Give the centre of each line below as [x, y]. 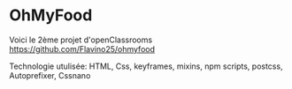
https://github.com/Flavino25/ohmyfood [82, 48]
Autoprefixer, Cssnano [50, 75]
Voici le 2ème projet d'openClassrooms [81, 40]
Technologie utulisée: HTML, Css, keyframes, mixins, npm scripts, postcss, [146, 66]
